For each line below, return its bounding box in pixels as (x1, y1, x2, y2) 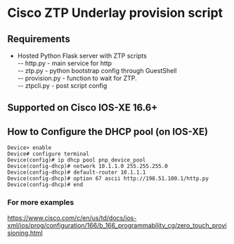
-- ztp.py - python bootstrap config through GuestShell (17, 67, 177, 75)
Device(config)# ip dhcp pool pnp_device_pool (7, 157, 146, 164)
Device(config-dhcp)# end (7, 181, 83, 188)
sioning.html (7, 229, 44, 237)
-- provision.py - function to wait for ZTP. (17, 74, 137, 82)
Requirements (7, 33, 70, 45)
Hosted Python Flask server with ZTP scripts (17, 51, 148, 60)
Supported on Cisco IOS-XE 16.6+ (7, 102, 158, 114)
